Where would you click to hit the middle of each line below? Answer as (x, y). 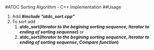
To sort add (24, 22)
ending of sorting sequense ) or (52, 32)
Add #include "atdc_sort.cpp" (43, 16)
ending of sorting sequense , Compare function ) (69, 42)
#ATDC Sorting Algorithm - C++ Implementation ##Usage (63, 7)
